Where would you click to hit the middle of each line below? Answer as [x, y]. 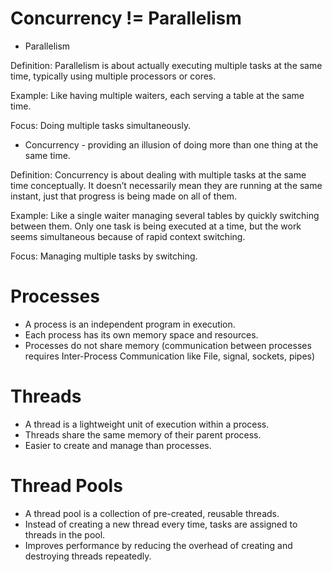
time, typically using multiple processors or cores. [113, 76]
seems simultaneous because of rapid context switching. [128, 236]
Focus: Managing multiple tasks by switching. [104, 256]
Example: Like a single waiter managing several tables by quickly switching [165, 215]
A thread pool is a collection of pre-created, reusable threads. [152, 513]
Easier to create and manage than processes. [118, 445]
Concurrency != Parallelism [126, 18]
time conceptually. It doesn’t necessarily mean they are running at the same [166, 185]
